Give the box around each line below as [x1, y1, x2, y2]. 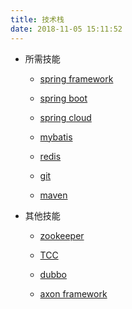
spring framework [39, 72, 114, 85]
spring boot [39, 92, 88, 104]
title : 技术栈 [10, 14, 65, 25]
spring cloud [39, 111, 92, 123]
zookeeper [39, 229, 85, 241]
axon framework [39, 287, 108, 300]
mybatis [39, 131, 73, 143]
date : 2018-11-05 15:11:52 [10, 24, 123, 34]
